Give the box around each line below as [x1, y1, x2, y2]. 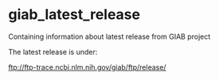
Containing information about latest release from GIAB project [8, 32, 211, 41]
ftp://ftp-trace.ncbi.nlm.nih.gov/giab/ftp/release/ [8, 62, 166, 72]
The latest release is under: [8, 47, 98, 56]
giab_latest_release [8, 6, 141, 24]
